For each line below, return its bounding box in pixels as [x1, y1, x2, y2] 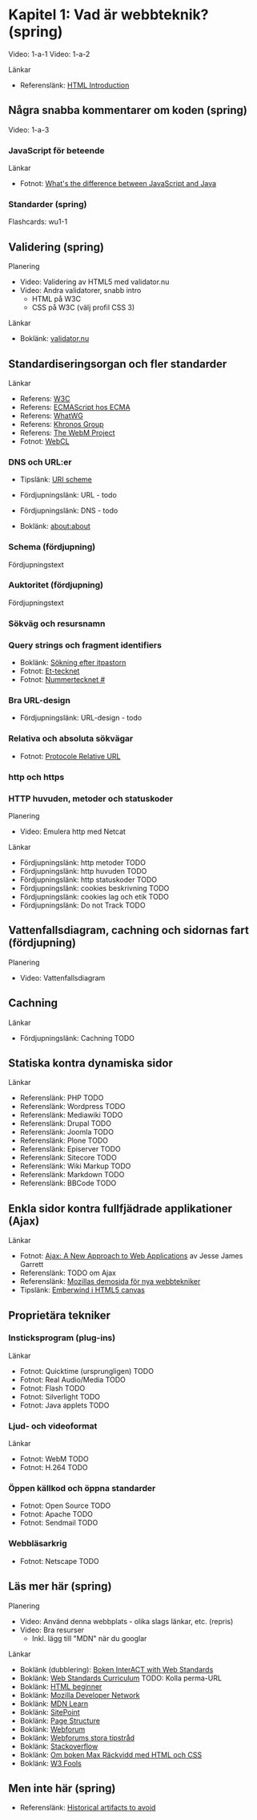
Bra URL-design [8, 695, 70, 705]
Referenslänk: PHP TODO [19, 1093, 104, 1103]
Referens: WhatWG [19, 411, 84, 420]
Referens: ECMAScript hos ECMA [19, 402, 131, 412]
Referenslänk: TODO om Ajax [19, 1268, 116, 1278]
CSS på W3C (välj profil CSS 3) [31, 303, 135, 312]
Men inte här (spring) [8, 1781, 116, 1795]
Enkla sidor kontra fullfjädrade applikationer [8, 1201, 233, 1215]
